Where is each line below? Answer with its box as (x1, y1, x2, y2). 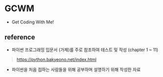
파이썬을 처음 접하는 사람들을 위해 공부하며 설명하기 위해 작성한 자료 (11, 66, 141, 72)
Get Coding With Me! (11, 19, 54, 25)
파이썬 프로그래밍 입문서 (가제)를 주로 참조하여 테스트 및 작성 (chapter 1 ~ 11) (11, 47, 159, 53)
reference (4, 33, 35, 41)
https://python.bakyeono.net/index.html (16, 57, 97, 62)
